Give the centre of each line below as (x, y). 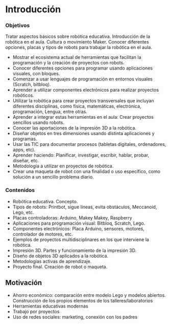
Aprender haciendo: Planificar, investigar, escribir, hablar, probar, (81, 155)
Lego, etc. (23, 212)
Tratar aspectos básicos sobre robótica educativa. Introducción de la (78, 36)
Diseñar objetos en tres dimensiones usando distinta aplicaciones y (83, 134)
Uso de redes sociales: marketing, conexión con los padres (75, 317)
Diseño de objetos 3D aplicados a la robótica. (60, 256)
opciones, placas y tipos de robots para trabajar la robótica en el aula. (79, 48)
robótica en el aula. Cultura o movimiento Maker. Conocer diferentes (77, 42)
